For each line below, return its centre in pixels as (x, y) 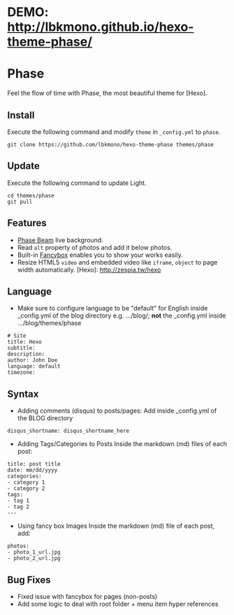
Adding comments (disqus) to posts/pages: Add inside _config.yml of (117, 411)
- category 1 (26, 482)
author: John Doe (32, 360)
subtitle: (22, 348)
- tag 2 (19, 507)
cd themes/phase (31, 195)
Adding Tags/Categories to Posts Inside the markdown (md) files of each (122, 444)
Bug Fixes (29, 580)
